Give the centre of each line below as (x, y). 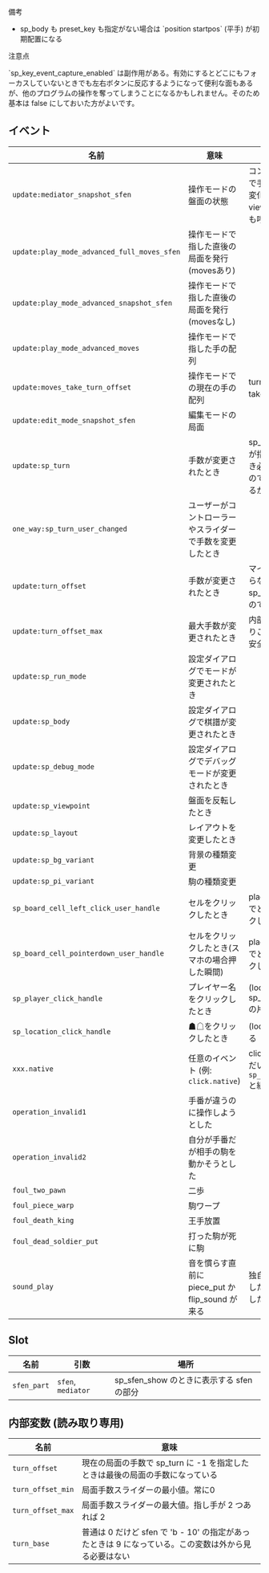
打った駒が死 (212, 1236)
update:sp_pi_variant (53, 881)
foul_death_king (43, 1220)
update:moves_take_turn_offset (72, 387)
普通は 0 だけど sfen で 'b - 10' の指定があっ (166, 1532)
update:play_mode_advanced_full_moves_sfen (96, 252)
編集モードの (212, 414)
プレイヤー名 (212, 987)
